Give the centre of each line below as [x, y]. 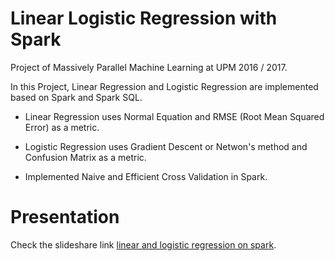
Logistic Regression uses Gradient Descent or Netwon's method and [166, 146]
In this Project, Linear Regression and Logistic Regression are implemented [164, 86]
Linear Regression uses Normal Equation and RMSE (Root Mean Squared [174, 116]
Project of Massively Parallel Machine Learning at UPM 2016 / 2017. [149, 67]
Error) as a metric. [62, 127]
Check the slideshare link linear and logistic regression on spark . [143, 244]
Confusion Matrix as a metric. [85, 157]
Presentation [65, 217]
